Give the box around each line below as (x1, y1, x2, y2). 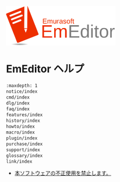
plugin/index (6, 135, 38, 141)
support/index (6, 146, 41, 153)
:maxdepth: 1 (6, 82, 38, 89)
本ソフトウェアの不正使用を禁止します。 (14, 169, 112, 176)
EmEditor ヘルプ (6, 62, 84, 76)
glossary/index (6, 152, 43, 159)
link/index (6, 158, 33, 164)
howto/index (6, 123, 35, 129)
